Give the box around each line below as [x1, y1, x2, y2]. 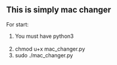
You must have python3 [14, 32, 74, 40]
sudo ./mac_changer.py [14, 51, 73, 59]
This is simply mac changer [6, 5, 112, 15]
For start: [6, 20, 29, 28]
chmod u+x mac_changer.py [14, 45, 85, 52]
